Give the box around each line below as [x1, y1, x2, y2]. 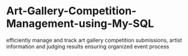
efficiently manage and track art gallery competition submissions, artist [6, 36, 182, 43]
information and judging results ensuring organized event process [6, 43, 169, 50]
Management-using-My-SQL [6, 17, 154, 30]
